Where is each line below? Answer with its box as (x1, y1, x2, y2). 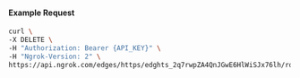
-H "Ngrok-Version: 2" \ (8, 52, 101, 61)
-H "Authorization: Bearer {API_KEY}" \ (8, 43, 162, 53)
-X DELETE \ (8, 36, 53, 45)
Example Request (8, 7, 75, 18)
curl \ (8, 27, 33, 36)
